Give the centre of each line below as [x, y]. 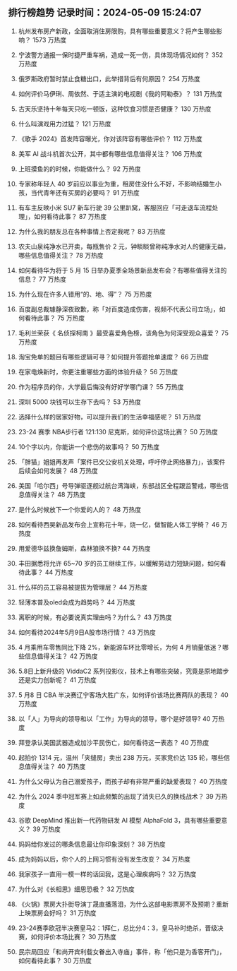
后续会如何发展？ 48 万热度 [58, 470]
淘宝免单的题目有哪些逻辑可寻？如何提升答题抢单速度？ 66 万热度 [114, 357]
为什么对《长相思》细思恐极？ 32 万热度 [76, 889]
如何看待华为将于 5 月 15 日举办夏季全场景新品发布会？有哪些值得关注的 [122, 270]
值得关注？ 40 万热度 [55, 766]
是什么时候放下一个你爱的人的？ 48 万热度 [80, 509]
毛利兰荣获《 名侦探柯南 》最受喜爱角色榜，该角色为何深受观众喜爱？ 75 [123, 333]
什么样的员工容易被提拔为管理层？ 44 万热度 [83, 587]
